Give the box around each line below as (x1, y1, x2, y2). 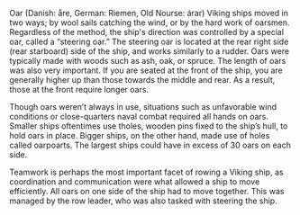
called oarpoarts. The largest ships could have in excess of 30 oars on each (9, 139, 291, 150)
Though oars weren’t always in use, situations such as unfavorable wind (9, 102, 277, 112)
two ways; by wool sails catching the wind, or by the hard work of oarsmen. (9, 17, 290, 28)
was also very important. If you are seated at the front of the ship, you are (9, 65, 283, 76)
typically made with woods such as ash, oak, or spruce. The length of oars (9, 56, 286, 66)
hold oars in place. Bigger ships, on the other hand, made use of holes (9, 130, 270, 140)
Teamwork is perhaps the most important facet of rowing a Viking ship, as (9, 166, 284, 177)
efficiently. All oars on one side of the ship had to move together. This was (9, 186, 285, 196)
